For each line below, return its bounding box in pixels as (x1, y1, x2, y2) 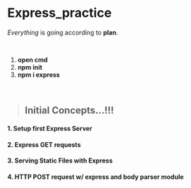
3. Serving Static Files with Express (7, 156, 113, 165)
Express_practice (7, 5, 112, 21)
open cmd (17, 55, 48, 64)
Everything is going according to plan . (7, 28, 118, 37)
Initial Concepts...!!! (24, 104, 114, 117)
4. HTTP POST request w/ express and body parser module (7, 173, 185, 181)
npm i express (17, 70, 60, 79)
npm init (17, 63, 42, 71)
